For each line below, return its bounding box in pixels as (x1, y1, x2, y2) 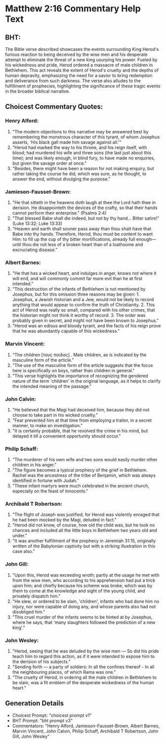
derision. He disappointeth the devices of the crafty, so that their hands (12, 205, 158, 211)
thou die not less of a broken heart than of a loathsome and (22, 241, 143, 247)
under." (12, 532, 27, 539)
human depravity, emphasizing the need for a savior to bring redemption (5, 73, 153, 78)
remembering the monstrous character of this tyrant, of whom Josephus (12, 134, 160, 140)
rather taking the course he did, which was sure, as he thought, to (12, 171, 147, 176)
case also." (12, 548, 35, 554)
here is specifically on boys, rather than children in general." (12, 367, 135, 373)
